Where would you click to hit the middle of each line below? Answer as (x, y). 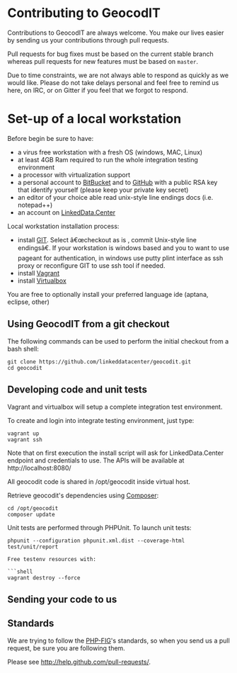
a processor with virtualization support (74, 174)
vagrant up (23, 434)
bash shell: (23, 349)
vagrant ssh (25, 440)
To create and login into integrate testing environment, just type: (101, 420)
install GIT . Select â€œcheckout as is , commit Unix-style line (107, 239)
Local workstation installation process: (63, 226)
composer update (31, 514)
